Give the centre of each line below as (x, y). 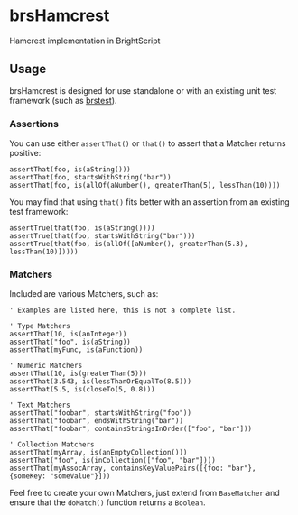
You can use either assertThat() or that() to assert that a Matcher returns (148, 143)
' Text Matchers (40, 405)
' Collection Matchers (52, 445)
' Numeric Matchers (46, 366)
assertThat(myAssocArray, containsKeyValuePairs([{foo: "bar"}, (133, 469)
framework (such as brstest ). (63, 100)
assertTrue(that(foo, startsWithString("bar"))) (102, 236)
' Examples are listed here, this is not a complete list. (123, 311)
